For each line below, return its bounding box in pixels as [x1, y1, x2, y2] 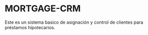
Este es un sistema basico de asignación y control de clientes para [5, 19, 143, 25]
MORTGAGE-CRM [5, 3, 81, 14]
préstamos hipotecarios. [5, 24, 56, 30]
